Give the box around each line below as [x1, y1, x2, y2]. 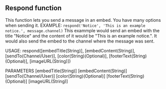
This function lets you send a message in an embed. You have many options [5, 17, 161, 23]
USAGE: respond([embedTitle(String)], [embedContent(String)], [5, 47, 136, 53]
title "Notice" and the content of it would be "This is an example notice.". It [5, 33, 158, 39]
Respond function [5, 4, 62, 12]
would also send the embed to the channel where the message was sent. [5, 38, 155, 44]
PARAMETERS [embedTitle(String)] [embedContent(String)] [5, 68, 127, 74]
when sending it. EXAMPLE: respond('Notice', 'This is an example [5, 22, 146, 28]
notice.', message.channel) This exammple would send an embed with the [5, 27, 160, 34]
